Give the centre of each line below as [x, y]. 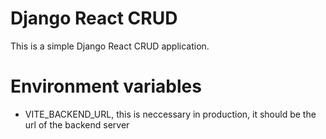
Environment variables [106, 86]
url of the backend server [77, 124]
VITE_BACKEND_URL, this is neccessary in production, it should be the [170, 114]
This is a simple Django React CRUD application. [110, 46]
